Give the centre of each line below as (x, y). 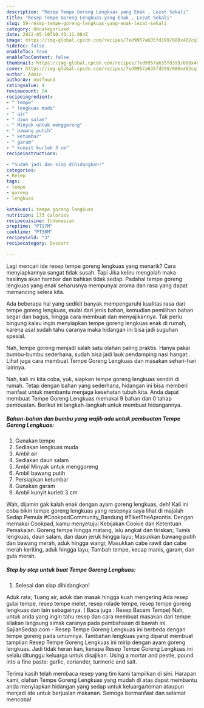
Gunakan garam (35, 486)
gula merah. (21, 556)
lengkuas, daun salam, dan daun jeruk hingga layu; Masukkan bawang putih (101, 536)
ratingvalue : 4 (25, 86)
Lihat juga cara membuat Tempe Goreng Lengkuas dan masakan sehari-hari (101, 360)
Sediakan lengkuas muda (47, 447)
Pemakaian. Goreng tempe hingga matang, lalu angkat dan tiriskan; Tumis (98, 530)
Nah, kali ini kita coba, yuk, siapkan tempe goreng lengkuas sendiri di (93, 379)
